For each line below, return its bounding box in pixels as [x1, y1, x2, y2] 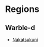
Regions [5, 3, 40, 15]
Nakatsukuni [12, 36, 38, 42]
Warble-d [5, 23, 36, 32]
